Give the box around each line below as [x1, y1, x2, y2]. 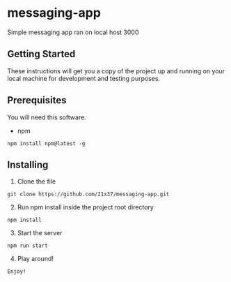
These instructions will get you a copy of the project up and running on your [7, 66, 225, 75]
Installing [7, 158, 49, 170]
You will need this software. [7, 113, 87, 121]
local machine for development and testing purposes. [7, 74, 161, 82]
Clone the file [17, 177, 56, 186]
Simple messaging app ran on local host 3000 [7, 28, 139, 36]
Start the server [17, 229, 63, 237]
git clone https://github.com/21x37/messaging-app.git [7, 191, 170, 198]
